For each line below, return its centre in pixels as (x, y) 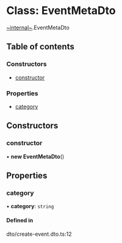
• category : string (30, 206)
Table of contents (40, 47)
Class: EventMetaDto (61, 11)
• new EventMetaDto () (35, 156)
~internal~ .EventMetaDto (38, 27)
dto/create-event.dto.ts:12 (39, 234)
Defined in (20, 220)
